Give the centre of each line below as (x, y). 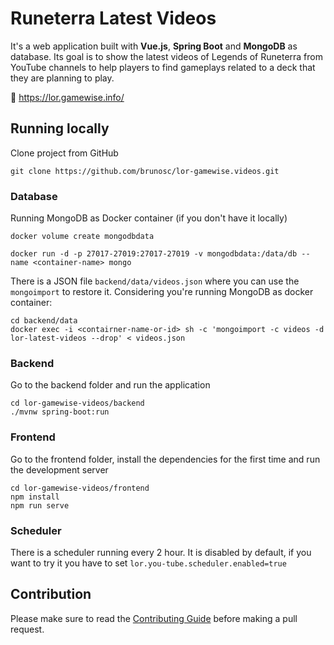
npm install (35, 497)
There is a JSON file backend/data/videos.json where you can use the (155, 281)
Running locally (60, 128)
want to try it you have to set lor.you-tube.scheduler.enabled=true (148, 563)
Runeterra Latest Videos (113, 18)
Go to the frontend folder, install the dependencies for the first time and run (165, 459)
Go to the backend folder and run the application (110, 385)
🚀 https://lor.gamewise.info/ (67, 97)
